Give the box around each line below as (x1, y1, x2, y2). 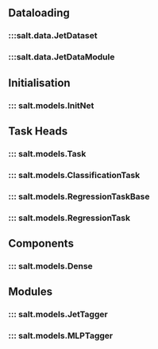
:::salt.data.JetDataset (8, 30, 98, 41)
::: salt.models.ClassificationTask (8, 169, 141, 180)
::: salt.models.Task (8, 148, 87, 159)
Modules (8, 285, 53, 299)
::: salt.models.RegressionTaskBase (8, 191, 150, 202)
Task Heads (8, 124, 68, 138)
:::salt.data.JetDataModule (8, 52, 115, 63)
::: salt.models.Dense (8, 260, 93, 271)
